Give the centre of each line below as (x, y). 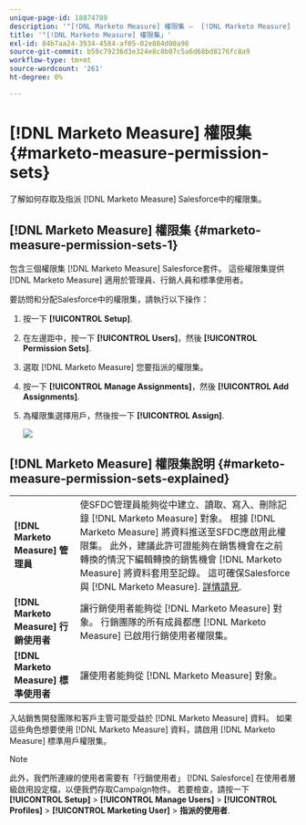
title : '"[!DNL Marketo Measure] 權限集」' (90, 35)
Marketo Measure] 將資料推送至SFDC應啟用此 (178, 532)
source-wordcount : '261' (56, 69)
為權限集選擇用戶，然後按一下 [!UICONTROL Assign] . (123, 415)
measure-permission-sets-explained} (120, 478)
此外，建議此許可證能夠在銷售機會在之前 (197, 546)
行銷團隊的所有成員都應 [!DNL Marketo (184, 623)
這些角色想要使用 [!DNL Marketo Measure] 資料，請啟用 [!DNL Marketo (143, 729)
